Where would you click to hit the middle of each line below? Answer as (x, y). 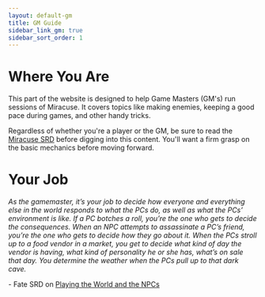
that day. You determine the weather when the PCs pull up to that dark (123, 261)
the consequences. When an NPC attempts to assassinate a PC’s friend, (127, 227)
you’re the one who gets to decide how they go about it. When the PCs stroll (132, 235)
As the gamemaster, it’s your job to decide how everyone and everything (127, 202)
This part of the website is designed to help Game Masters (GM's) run (122, 99)
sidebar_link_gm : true (45, 30)
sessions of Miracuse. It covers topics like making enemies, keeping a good (131, 107)
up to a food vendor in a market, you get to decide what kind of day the (125, 244)
